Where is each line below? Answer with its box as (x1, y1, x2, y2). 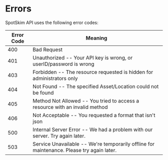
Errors (5, 3, 31, 14)
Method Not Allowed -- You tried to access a (32, 97, 139, 104)
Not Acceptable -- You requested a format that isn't (32, 111, 155, 118)
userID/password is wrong (32, 60, 94, 67)
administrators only (32, 74, 78, 81)
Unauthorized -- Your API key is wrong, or (32, 54, 133, 61)
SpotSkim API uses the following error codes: (5, 19, 98, 25)
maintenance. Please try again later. (32, 146, 116, 153)
